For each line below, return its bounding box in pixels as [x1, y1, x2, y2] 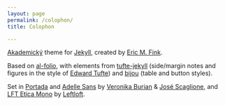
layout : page [7, 10, 45, 17]
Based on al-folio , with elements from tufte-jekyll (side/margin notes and [7, 62, 217, 70]
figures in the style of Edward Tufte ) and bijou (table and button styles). [7, 69, 213, 77]
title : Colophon [7, 23, 55, 30]
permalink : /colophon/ [7, 17, 73, 24]
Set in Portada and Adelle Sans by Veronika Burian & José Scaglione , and [7, 83, 219, 91]
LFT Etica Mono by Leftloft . [7, 90, 85, 98]
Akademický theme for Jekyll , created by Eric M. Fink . [7, 48, 163, 56]
